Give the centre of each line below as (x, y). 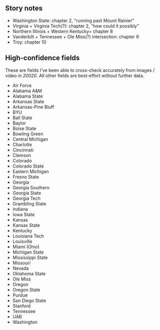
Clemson (22, 155)
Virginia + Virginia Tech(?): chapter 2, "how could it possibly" (76, 26)
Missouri (22, 263)
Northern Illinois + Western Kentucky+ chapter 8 (63, 31)
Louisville (22, 241)
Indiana (20, 209)
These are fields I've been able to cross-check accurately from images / (80, 70)
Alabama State (28, 96)
